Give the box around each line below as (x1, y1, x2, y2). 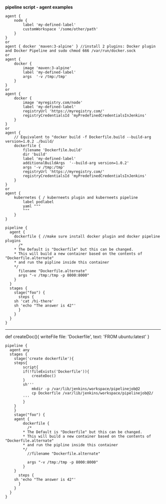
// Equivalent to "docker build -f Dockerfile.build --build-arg (14, 135, 152, 140)
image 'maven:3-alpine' (23, 66, 72, 71)
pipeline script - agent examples (5, 4, 73, 10)
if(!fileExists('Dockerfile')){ (23, 369, 90, 374)
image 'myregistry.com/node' (23, 100, 83, 105)
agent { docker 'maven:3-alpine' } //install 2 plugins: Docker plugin (5, 44, 156, 49)
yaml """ (23, 204, 41, 209)
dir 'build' (23, 152, 48, 157)
